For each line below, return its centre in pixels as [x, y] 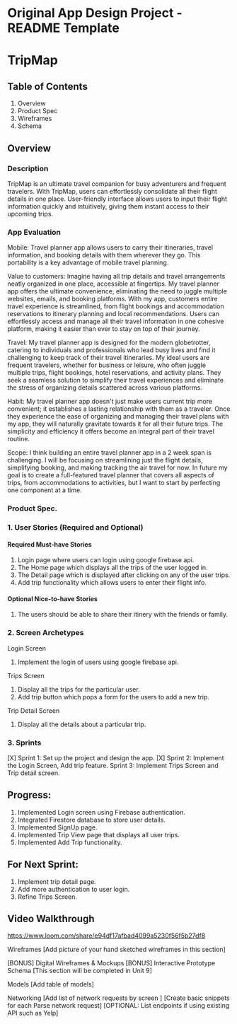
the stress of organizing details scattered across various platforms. [105, 388]
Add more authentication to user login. [74, 889]
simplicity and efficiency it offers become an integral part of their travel [111, 431]
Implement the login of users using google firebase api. [98, 662]
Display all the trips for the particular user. [79, 689]
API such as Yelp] [33, 1013]
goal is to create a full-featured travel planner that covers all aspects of [111, 475]
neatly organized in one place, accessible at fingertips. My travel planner [113, 284]
